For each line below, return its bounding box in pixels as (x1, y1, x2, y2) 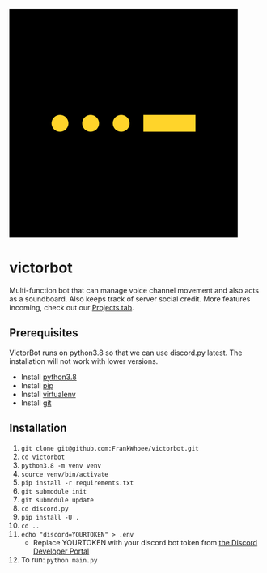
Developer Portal (32, 546, 90, 556)
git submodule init (20, 487, 87, 495)
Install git (20, 398, 52, 408)
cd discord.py (20, 504, 69, 513)
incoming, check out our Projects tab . (9, 302, 134, 312)
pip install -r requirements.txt (20, 479, 134, 487)
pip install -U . (20, 513, 80, 521)
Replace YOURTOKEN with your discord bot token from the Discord (32, 537, 258, 547)
